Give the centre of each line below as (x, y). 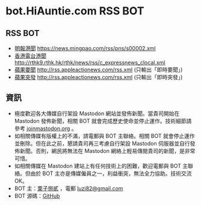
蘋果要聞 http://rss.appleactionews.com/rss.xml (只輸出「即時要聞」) (98, 70)
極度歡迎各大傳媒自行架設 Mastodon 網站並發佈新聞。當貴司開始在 (97, 113)
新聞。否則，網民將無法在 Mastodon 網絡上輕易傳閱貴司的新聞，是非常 (107, 150)
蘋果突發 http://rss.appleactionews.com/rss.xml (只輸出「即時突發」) (98, 77)
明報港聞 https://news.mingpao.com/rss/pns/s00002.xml (85, 48)
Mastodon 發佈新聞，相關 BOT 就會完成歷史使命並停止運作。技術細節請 (103, 120)
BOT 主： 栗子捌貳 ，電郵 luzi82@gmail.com (69, 188)
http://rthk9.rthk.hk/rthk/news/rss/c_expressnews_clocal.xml (90, 62)
